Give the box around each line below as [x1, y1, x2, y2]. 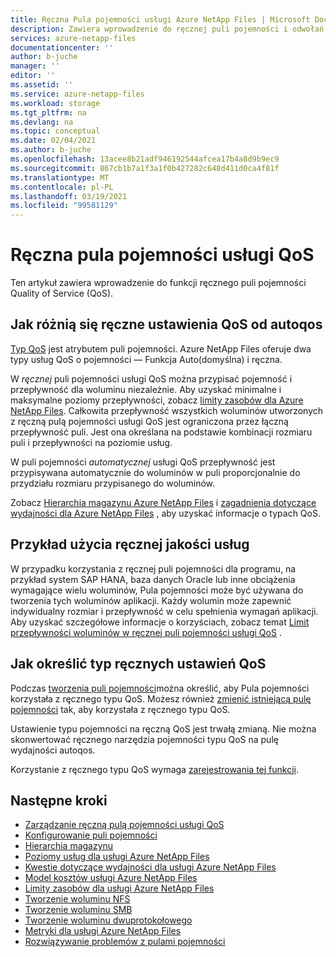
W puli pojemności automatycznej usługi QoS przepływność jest [10, 456, 276, 468]
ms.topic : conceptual [10, 126, 101, 136]
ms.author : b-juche [10, 145, 92, 155]
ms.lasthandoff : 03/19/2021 [10, 191, 128, 201]
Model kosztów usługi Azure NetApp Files [24, 872, 198, 884]
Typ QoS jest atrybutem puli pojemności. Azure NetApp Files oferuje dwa [10, 342, 312, 355]
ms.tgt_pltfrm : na [10, 107, 87, 118]
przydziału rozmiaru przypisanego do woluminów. [10, 477, 215, 489]
